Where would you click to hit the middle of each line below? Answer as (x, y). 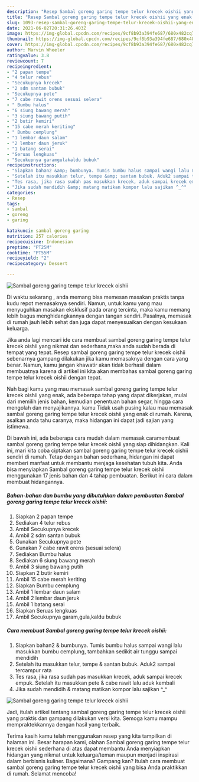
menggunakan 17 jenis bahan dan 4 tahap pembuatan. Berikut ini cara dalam (99, 475)
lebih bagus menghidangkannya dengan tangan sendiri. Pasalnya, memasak (99, 316)
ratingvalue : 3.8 (28, 55)
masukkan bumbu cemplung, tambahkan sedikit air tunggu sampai (96, 651)
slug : (13, 22)
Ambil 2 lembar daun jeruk (47, 598)
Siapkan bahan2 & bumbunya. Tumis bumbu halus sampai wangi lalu (99, 645)
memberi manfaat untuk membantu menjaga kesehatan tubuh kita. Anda (94, 463)
